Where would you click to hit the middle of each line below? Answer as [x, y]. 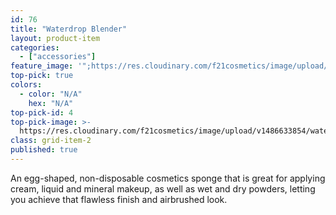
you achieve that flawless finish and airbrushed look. [119, 199]
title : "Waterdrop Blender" [69, 29]
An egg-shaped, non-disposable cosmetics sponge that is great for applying [168, 178]
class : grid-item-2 [51, 141]
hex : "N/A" [51, 103]
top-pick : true [42, 76]
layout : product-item [55, 38]
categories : [35, 47]
